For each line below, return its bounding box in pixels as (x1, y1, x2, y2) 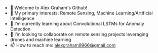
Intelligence (10, 15, 34, 21)
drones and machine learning (10, 36, 71, 42)
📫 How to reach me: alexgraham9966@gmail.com (10, 42, 116, 48)
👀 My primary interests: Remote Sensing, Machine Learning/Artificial (10, 10, 153, 16)
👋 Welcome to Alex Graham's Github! (10, 5, 88, 10)
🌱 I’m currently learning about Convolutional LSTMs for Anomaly (10, 20, 144, 26)
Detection (10, 26, 31, 32)
